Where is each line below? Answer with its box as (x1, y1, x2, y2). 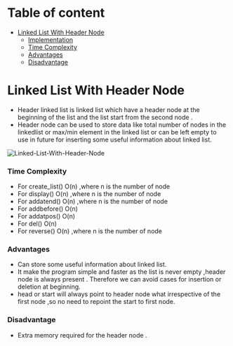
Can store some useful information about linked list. (17, 261, 167, 269)
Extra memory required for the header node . (17, 331, 147, 339)
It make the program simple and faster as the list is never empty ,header (17, 268, 226, 276)
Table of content (7, 5, 105, 21)
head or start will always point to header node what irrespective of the (17, 290, 221, 298)
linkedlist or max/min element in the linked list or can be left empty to (17, 127, 217, 136)
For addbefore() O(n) (17, 205, 79, 213)
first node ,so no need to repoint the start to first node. (17, 298, 175, 306)
